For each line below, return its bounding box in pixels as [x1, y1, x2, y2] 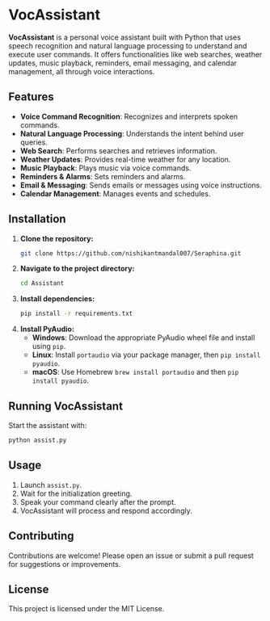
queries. [19, 137, 49, 147]
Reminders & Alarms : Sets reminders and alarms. [19, 171, 186, 181]
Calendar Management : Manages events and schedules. [19, 188, 211, 199]
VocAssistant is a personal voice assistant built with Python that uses [8, 32, 241, 42]
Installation [8, 212, 66, 226]
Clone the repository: [19, 233, 94, 243]
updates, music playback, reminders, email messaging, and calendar [8, 58, 237, 68]
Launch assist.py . [19, 480, 82, 489]
